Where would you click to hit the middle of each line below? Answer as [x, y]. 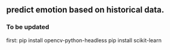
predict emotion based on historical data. [85, 10]
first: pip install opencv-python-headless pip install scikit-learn [84, 40]
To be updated [28, 27]
